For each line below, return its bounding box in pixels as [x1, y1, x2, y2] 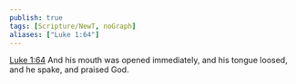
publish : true [9, 13, 64, 23]
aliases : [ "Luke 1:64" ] [9, 30, 100, 39]
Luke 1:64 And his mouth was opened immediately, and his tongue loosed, [9, 55, 289, 66]
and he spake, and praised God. [9, 64, 129, 75]
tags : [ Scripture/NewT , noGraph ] [9, 22, 137, 31]
